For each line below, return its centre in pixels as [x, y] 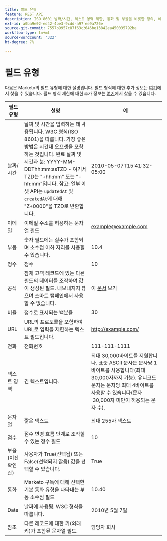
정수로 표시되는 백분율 [48, 312]
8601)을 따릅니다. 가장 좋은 [55, 139]
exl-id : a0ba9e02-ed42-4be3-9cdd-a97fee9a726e [54, 24]
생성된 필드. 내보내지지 [55, 288]
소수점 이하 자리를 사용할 [57, 247]
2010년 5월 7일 [109, 510]
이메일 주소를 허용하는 [48, 223]
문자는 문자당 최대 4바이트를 [123, 385]
